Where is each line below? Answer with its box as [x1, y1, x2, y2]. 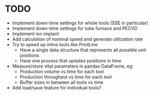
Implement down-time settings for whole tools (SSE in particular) [12, 20, 148, 26]
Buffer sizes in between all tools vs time [19, 79, 104, 85]
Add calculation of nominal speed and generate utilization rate [12, 36, 143, 42]
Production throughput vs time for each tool [19, 74, 112, 80]
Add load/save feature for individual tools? [12, 84, 101, 90]
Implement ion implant [12, 30, 59, 37]
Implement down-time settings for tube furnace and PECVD [12, 25, 138, 31]
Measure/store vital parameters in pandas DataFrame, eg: [12, 63, 134, 69]
